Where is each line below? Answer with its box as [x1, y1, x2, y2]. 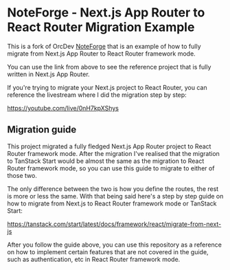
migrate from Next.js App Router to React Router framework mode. [7, 49, 196, 58]
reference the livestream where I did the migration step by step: [7, 91, 187, 99]
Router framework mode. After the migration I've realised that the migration [7, 149, 220, 157]
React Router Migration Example [7, 19, 195, 35]
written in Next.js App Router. [7, 70, 91, 78]
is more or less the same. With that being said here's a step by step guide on [7, 192, 224, 200]
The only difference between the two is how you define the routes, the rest [7, 184, 219, 193]
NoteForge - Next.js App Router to [7, 5, 205, 21]
